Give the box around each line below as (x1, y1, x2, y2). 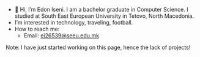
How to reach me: (14, 25, 60, 32)
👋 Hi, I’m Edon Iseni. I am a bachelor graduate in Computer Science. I (14, 6, 188, 13)
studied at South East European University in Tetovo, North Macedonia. (14, 12, 194, 20)
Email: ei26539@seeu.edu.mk (23, 32, 99, 39)
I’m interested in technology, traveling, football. (14, 19, 133, 26)
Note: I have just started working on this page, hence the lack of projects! (6, 44, 191, 51)
